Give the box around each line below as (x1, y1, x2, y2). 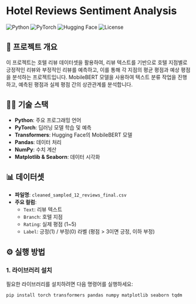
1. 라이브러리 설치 (6, 266, 53, 274)
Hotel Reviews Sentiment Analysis (6, 4, 177, 18)
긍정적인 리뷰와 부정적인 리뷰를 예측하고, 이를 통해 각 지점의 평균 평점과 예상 (6, 66, 180, 73)
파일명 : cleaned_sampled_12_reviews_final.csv (14, 191, 127, 198)
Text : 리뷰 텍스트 (23, 206, 63, 213)
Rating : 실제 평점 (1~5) (23, 221, 77, 228)
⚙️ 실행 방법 (6, 247, 46, 257)
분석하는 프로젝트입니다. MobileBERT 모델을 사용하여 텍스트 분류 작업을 (12, 74, 177, 81)
